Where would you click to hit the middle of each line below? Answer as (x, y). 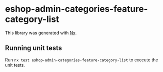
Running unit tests (34, 48)
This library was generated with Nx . (41, 33)
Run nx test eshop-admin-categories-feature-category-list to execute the (81, 60)
